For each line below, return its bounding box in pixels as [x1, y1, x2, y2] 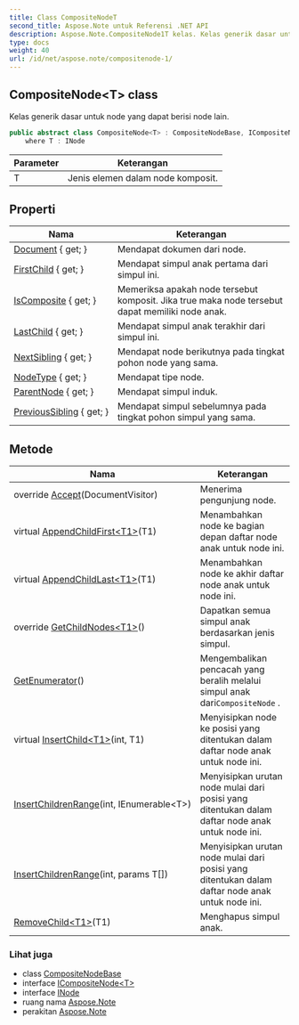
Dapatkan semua [199, 605, 271, 617]
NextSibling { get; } [13, 351, 93, 363]
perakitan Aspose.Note [21, 1006, 107, 1017]
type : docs [9, 37, 50, 47]
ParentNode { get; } [13, 386, 94, 398]
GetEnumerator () [13, 674, 85, 687]
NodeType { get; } [13, 371, 87, 384]
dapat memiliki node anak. [117, 305, 227, 318]
